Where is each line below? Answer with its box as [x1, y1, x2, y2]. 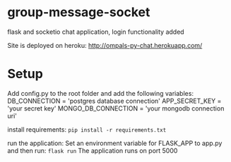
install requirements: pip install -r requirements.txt [7, 125, 167, 134]
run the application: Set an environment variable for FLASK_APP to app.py [7, 139, 223, 147]
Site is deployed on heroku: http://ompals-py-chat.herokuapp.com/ [7, 41, 203, 49]
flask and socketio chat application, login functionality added [7, 27, 185, 36]
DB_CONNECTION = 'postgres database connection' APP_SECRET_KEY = [7, 96, 222, 105]
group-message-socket [7, 4, 150, 20]
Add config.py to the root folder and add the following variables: [7, 89, 194, 97]
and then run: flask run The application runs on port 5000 [7, 146, 178, 155]
